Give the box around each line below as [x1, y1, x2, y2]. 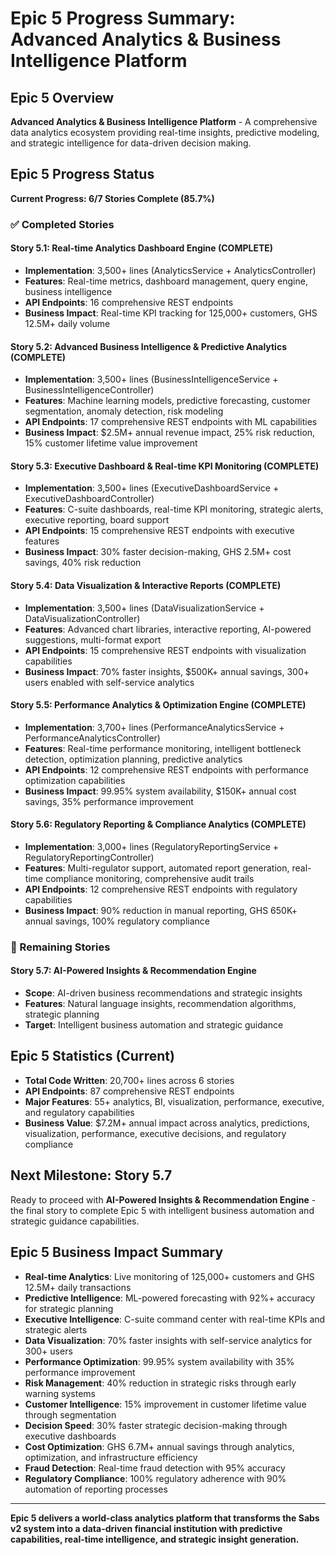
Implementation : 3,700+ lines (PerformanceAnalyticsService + [24, 721, 285, 733]
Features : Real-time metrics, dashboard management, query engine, [24, 275, 308, 287]
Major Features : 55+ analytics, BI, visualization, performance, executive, [24, 1095, 325, 1107]
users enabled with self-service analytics [24, 676, 195, 688]
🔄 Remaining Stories [10, 940, 111, 954]
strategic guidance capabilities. [10, 1215, 140, 1227]
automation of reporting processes [24, 1483, 168, 1495]
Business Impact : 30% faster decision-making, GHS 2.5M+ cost [24, 546, 292, 558]
